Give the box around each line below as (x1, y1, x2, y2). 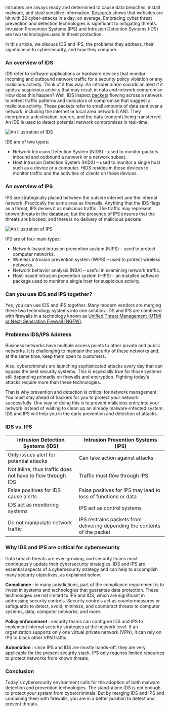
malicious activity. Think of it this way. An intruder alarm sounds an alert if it (5, 81, 163, 88)
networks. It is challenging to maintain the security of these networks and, (5, 348, 160, 354)
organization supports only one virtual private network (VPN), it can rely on (5, 629, 162, 635)
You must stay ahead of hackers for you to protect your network (5, 394, 139, 400)
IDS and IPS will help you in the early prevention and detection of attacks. (5, 411, 158, 417)
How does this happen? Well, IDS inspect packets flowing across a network (5, 92, 162, 98)
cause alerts (8, 493, 37, 500)
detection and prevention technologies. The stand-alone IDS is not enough (5, 685, 161, 691)
